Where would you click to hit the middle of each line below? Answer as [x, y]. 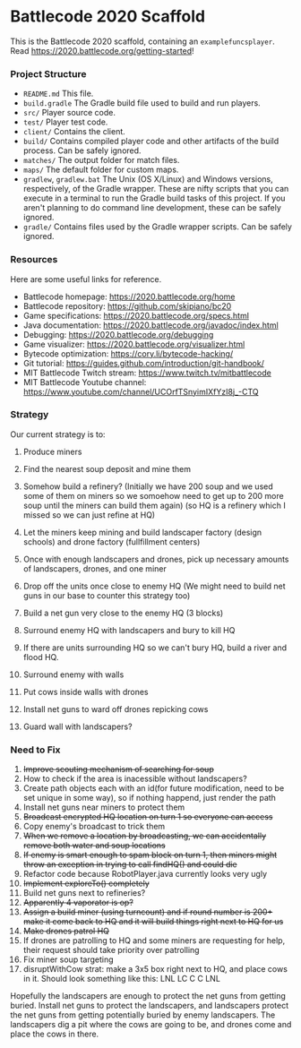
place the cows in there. [55, 1034]
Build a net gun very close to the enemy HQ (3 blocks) [123, 613]
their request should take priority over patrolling [111, 950]
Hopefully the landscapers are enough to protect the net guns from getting [148, 996]
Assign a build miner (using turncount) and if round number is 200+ [148, 912]
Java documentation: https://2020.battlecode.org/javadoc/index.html [150, 325]
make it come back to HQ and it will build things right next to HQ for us [153, 922]
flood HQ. [41, 657]
